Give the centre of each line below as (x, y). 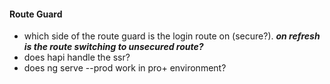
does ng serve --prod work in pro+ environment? (125, 68)
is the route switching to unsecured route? (113, 47)
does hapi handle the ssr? (77, 57)
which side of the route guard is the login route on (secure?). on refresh (172, 36)
